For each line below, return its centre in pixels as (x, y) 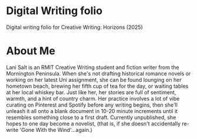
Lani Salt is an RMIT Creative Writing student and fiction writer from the (93, 67)
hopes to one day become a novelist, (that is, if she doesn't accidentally (93, 123)
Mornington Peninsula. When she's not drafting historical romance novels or (98, 73)
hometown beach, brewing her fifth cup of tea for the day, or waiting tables (97, 86)
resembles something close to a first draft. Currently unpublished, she (91, 117)
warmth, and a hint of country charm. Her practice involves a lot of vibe (93, 98)
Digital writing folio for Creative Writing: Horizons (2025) (75, 27)
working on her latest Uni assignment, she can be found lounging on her (94, 80)
